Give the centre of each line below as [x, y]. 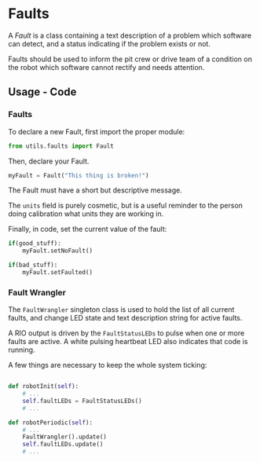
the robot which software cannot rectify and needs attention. [106, 67]
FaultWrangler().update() [65, 437]
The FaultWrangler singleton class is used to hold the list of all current [121, 310]
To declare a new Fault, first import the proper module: [97, 131]
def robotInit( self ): [44, 387]
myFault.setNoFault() [57, 251]
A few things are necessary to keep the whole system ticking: [108, 365]
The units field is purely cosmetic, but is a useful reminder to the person [126, 206]
